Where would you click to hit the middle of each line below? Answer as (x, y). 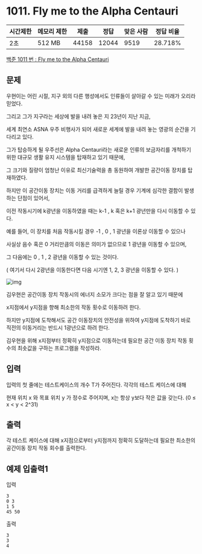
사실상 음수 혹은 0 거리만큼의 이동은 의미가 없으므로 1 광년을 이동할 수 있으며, (96, 244)
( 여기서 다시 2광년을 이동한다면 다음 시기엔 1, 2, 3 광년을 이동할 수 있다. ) (93, 270)
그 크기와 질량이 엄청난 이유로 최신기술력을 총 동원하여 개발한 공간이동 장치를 (96, 170)
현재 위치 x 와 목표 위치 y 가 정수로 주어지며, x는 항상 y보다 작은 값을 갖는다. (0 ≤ (101, 397)
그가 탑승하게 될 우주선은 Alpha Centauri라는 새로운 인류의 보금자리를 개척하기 (99, 149)
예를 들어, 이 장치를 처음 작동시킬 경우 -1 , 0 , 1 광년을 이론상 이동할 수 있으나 (96, 231)
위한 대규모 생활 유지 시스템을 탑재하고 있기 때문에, (66, 157)
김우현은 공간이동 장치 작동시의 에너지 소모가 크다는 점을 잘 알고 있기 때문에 (95, 294)
